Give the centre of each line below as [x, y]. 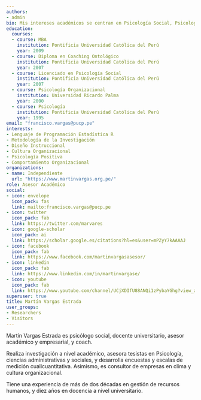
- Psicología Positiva [34, 157]
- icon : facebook [28, 246]
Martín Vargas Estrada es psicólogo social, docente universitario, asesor [95, 335]
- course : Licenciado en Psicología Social [66, 73]
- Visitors [20, 318]
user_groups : [22, 307]
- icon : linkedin [28, 263]
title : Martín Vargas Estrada [44, 302]
